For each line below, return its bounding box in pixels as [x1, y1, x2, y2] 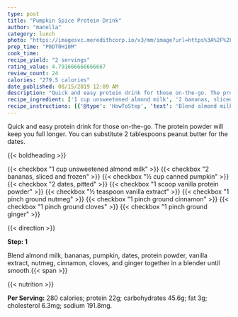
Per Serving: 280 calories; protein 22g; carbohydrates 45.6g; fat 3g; [7, 294, 208, 302]
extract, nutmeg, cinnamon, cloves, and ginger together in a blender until [7, 258, 220, 267]
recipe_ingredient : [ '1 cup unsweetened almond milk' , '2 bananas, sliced [7, 96, 233, 104]
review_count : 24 [7, 69, 59, 77]
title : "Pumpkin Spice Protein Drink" [7, 17, 122, 24]
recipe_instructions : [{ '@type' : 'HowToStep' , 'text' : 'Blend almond [7, 103, 217, 110]
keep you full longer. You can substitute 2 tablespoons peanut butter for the [7, 129, 228, 138]
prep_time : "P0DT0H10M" [7, 43, 78, 50]
